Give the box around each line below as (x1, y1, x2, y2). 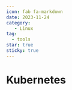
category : (6, 20, 31, 26)
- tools (11, 36, 31, 42)
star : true (6, 42, 34, 48)
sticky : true (6, 48, 39, 54)
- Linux (14, 25, 34, 32)
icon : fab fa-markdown (6, 8, 63, 15)
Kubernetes (6, 73, 67, 86)
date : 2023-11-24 (6, 14, 50, 20)
